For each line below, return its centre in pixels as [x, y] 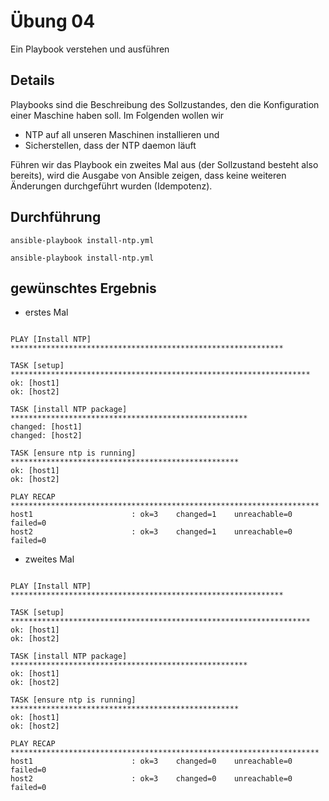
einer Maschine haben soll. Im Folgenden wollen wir [117, 115]
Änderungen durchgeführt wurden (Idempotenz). [111, 186]
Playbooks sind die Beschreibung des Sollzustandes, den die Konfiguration [165, 104]
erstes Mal [46, 312]
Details [32, 80]
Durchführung [56, 217]
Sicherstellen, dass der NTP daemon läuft [110, 145]
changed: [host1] [46, 427]
